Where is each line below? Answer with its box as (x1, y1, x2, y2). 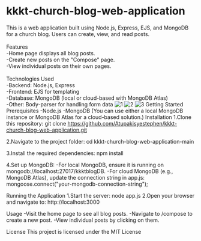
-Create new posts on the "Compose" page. (6, 56, 115, 63)
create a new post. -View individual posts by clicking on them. (6, 216, 160, 224)
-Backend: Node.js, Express (6, 81, 75, 88)
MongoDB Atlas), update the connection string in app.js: (6, 174, 145, 181)
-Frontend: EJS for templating (6, 88, 80, 95)
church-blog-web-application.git (6, 126, 88, 133)
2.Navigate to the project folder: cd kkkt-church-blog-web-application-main (6, 138, 194, 145)
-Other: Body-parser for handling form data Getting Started (6, 100, 184, 108)
